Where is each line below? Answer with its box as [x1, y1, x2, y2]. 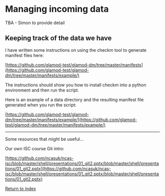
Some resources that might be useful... [5, 136, 84, 142]
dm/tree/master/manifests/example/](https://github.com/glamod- [5, 117, 137, 123]
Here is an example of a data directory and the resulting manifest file [5, 97, 144, 102]
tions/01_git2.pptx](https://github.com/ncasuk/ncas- [5, 165, 111, 171]
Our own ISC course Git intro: [5, 145, 65, 151]
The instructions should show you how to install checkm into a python [5, 82, 146, 88]
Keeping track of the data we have [5, 34, 112, 42]
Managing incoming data [5, 3, 109, 15]
